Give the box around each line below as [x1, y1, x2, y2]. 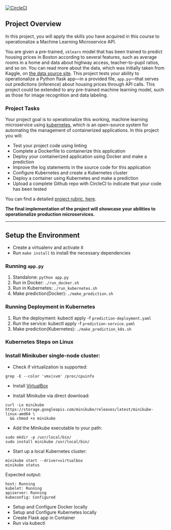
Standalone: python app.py [12, 274, 69, 281]
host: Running [5, 481, 36, 487]
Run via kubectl [12, 520, 46, 526]
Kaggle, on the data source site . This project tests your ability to [5, 70, 139, 76]
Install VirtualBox [12, 382, 48, 388]
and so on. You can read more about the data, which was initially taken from [5, 64, 164, 71]
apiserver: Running [5, 490, 47, 495]
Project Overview [5, 19, 62, 28]
